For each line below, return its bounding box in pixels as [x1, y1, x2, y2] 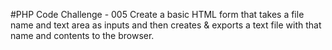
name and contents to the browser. [10, 30, 155, 41]
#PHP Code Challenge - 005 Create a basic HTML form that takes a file [10, 9, 305, 20]
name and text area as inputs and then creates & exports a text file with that [10, 19, 322, 31]
